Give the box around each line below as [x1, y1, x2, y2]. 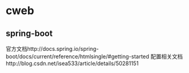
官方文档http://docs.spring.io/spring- [6, 45, 99, 52]
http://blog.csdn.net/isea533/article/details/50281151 [6, 60, 139, 67]
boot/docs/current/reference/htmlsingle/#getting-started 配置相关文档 [6, 53, 183, 60]
